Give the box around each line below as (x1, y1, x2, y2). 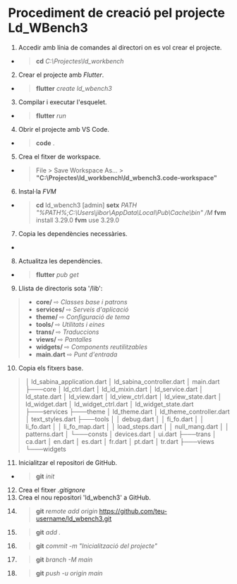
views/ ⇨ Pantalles (35, 335, 92, 343)
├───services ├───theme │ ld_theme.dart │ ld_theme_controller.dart (25, 407, 230, 416)
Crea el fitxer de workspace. (18, 152, 102, 161)
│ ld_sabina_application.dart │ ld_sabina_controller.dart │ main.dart (25, 377, 220, 385)
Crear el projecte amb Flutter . (18, 70, 104, 79)
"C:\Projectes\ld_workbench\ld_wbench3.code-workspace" (35, 173, 218, 182)
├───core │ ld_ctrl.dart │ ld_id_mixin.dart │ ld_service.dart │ (25, 385, 204, 393)
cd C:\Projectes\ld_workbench (35, 56, 124, 65)
